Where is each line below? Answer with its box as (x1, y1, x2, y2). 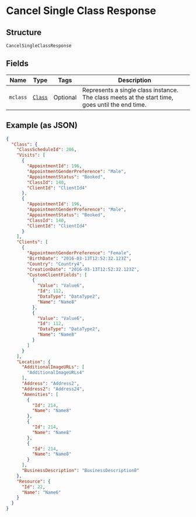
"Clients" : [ (16, 239, 48, 245)
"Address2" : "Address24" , (21, 386, 85, 392)
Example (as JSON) (6, 120, 78, 130)
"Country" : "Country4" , (27, 261, 85, 267)
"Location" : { (16, 359, 51, 365)
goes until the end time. (82, 101, 147, 109)
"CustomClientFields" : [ (27, 272, 87, 278)
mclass (9, 94, 27, 101)
